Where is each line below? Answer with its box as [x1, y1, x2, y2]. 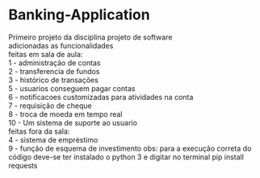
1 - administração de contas [8, 58, 101, 68]
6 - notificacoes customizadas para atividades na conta [8, 92, 194, 101]
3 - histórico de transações [8, 75, 99, 85]
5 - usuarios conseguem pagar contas [8, 83, 136, 93]
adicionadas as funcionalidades [8, 40, 114, 50]
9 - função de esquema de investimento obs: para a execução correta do [8, 143, 252, 153]
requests [8, 160, 38, 170]
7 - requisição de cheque [8, 101, 92, 110]
